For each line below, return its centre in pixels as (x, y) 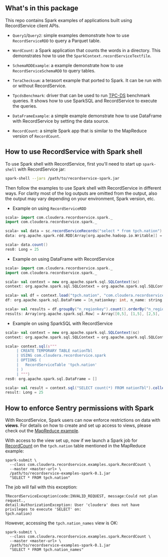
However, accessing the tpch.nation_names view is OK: (62, 523)
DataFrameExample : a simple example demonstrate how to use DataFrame (87, 116)
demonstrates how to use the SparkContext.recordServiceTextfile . (82, 56)
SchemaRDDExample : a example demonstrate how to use (68, 65)
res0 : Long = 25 (22, 249)
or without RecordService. (39, 86)
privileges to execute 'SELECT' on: (43, 509)
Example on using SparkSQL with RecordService (62, 323)
